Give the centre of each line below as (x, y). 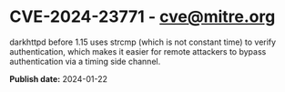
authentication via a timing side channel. (85, 61)
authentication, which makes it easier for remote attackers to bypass (138, 51)
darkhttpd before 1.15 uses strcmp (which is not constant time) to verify (142, 42)
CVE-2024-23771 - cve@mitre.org (142, 17)
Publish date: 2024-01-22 (58, 78)
